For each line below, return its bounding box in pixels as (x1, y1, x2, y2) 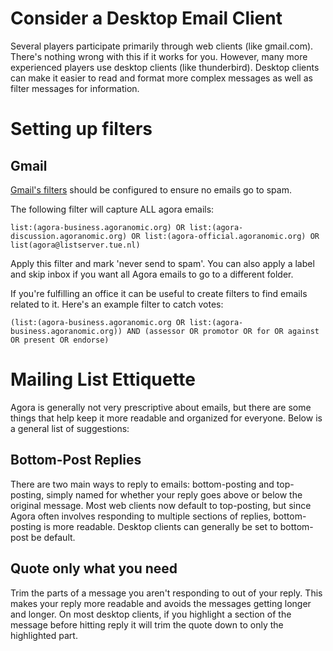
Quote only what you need (10, 560, 178, 577)
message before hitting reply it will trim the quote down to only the (10, 618, 284, 631)
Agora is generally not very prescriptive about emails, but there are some (10, 401, 312, 413)
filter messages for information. (10, 82, 140, 94)
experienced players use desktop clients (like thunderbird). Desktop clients (10, 61, 320, 73)
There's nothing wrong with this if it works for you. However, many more (10, 50, 308, 62)
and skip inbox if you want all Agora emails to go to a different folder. (10, 268, 294, 280)
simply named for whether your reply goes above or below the (46, 488, 303, 501)
